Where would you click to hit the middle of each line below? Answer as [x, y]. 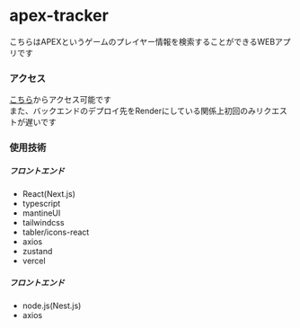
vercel [34, 261]
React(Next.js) [49, 194]
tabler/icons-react [56, 232]
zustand [37, 252]
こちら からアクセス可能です [61, 100]
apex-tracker [59, 16]
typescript [41, 204]
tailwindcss [43, 223]
